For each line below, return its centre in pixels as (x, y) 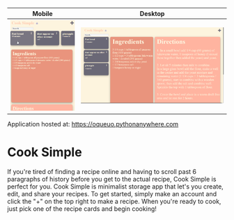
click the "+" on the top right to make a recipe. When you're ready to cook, (114, 201)
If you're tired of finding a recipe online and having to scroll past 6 (102, 171)
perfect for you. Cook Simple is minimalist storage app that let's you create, (116, 186)
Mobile (43, 13)
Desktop (152, 13)
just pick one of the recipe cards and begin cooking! (82, 208)
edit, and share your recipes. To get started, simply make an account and (112, 193)
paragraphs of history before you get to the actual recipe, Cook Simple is (112, 179)
